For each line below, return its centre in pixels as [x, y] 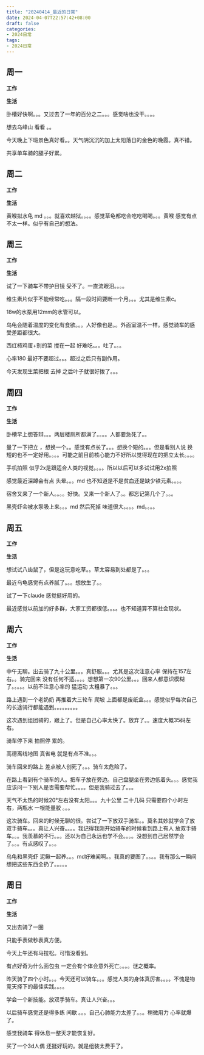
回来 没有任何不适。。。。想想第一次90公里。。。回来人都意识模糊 [107, 679]
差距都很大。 [27, 332]
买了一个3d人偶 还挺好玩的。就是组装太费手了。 [66, 1046]
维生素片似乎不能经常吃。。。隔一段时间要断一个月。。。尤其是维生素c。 [93, 299]
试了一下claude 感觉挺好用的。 [45, 595]
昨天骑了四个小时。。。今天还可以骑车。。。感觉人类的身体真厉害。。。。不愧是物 [101, 979]
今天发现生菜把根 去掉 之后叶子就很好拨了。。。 [64, 371]
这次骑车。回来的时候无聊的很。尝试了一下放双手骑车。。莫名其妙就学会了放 [101, 820]
